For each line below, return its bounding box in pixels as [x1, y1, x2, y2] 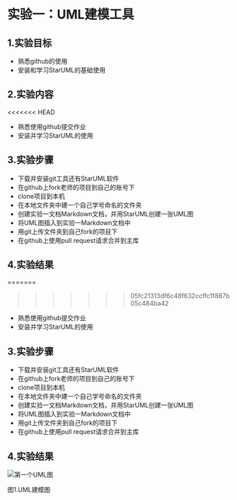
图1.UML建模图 [7, 486, 51, 494]
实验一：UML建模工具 [7, 6, 134, 23]
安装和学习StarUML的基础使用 [17, 66, 106, 74]
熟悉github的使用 [17, 57, 68, 65]
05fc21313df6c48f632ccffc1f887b [130, 292, 230, 300]
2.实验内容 [7, 89, 54, 101]
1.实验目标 [7, 37, 52, 49]
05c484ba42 [130, 299, 169, 308]
